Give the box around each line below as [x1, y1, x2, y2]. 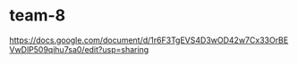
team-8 [9, 5, 66, 26]
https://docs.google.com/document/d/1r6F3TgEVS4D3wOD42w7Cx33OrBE [9, 35, 289, 45]
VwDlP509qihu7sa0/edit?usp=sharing [9, 44, 149, 54]
